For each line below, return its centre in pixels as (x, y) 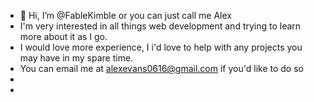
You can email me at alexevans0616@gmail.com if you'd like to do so (161, 68)
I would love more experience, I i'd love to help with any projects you (161, 47)
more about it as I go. (63, 36)
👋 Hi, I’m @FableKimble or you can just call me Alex (125, 15)
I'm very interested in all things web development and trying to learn (160, 26)
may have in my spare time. (76, 58)
